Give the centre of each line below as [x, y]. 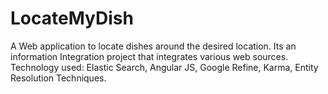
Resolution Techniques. [58, 78]
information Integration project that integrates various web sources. [149, 56]
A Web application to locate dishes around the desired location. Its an [153, 46]
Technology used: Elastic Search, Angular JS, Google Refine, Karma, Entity [164, 67]
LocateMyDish [72, 18]
